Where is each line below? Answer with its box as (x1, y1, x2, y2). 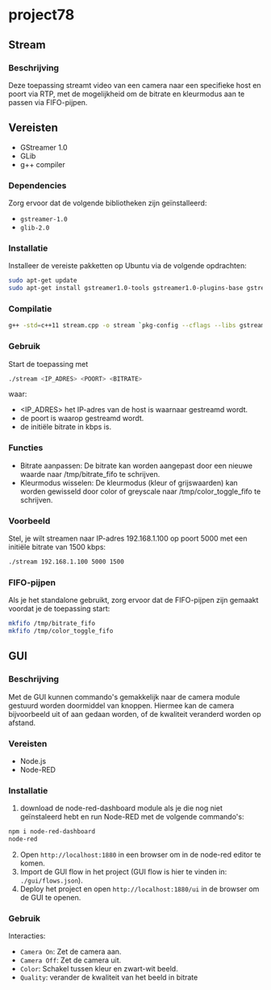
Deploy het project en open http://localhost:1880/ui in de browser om (19, 883, 260, 894)
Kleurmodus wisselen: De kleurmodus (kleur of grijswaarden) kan (19, 478, 238, 487)
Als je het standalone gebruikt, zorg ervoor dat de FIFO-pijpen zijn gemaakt (8, 596, 259, 605)
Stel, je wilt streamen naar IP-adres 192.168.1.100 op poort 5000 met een (8, 533, 248, 543)
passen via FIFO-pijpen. (8, 97, 88, 107)
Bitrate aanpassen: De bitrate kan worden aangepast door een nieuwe (19, 461, 252, 470)
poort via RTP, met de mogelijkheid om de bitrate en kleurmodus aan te (8, 89, 245, 99)
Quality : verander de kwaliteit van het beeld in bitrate (19, 972, 198, 983)
